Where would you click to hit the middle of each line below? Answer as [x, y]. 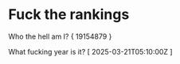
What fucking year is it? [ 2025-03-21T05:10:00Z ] [90, 51]
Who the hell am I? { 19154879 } [60, 36]
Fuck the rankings [69, 15]
